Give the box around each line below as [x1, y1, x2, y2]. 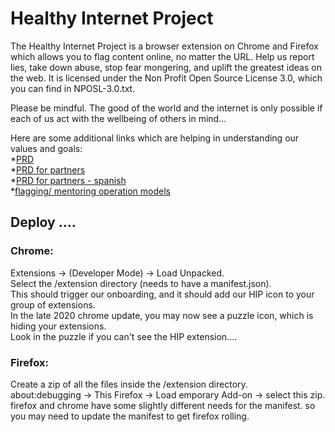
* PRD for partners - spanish [10, 174, 127, 186]
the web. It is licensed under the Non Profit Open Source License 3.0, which [10, 72, 323, 84]
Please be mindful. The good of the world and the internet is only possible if [10, 102, 323, 114]
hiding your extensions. [10, 320, 107, 332]
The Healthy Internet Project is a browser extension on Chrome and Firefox [10, 40, 319, 52]
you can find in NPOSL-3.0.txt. [10, 82, 136, 94]
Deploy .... [10, 214, 77, 231]
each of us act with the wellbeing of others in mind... [10, 112, 227, 124]
